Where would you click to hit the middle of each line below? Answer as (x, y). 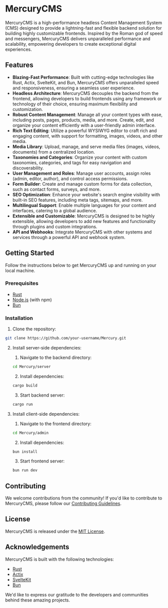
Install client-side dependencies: (46, 414)
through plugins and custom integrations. (55, 226)
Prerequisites (22, 283)
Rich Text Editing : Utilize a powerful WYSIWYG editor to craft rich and (84, 131)
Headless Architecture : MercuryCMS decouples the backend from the (85, 93)
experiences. (19, 49)
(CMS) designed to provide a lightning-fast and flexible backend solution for (83, 28)
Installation (19, 318)
